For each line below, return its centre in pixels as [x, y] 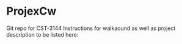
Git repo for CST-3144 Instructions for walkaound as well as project [91, 28]
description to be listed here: [42, 34]
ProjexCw [31, 11]
